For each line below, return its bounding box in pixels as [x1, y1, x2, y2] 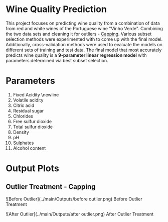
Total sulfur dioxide [13, 124, 53, 130]
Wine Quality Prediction [6, 4, 107, 15]
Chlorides [13, 113, 34, 119]
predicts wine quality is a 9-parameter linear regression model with [6, 52, 147, 58]
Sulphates [13, 140, 34, 146]
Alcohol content [13, 145, 46, 151]
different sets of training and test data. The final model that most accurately [6, 47, 162, 53]
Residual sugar [13, 107, 44, 114]
